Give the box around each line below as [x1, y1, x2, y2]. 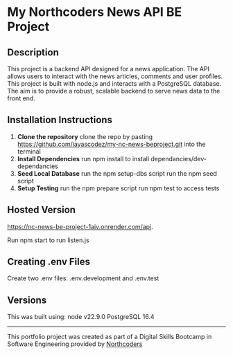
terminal [17, 147, 42, 156]
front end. [7, 94, 36, 102]
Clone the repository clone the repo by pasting [17, 132, 153, 140]
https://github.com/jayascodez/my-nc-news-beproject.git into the [17, 140, 206, 148]
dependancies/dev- [150, 154, 207, 163]
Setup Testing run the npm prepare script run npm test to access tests [17, 184, 220, 192]
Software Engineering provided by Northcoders [7, 340, 143, 348]
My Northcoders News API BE [7, 4, 182, 20]
